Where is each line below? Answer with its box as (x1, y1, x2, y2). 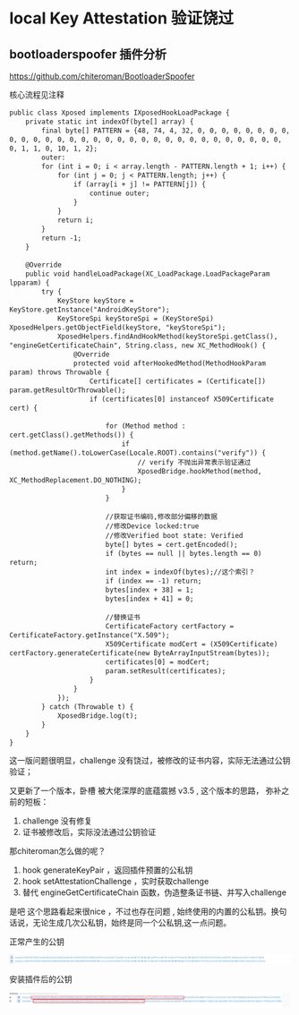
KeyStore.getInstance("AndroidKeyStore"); (9, 305, 170, 314)
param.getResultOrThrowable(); (9, 386, 126, 395)
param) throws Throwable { (9, 368, 110, 377)
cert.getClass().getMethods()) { (9, 431, 134, 439)
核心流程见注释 (9, 90, 64, 99)
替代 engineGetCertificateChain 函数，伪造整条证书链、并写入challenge (21, 887, 286, 898)
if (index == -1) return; (105, 576, 202, 585)
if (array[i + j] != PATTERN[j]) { (73, 180, 206, 189)
